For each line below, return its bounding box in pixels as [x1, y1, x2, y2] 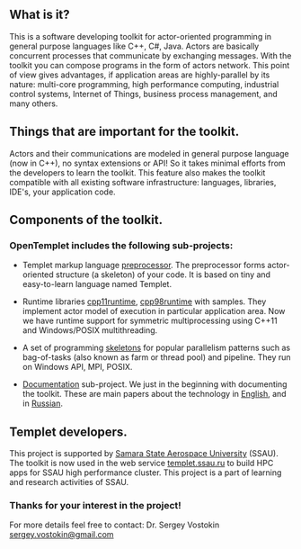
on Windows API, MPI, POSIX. [22, 362, 133, 373]
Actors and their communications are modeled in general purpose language [9, 148, 289, 158]
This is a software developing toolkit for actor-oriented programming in [9, 31, 272, 41]
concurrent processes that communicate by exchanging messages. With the [9, 49, 292, 61]
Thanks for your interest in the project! [9, 499, 181, 512]
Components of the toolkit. [9, 212, 164, 228]
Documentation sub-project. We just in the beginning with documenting [22, 379, 288, 390]
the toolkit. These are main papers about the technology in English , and [22, 389, 287, 400]
